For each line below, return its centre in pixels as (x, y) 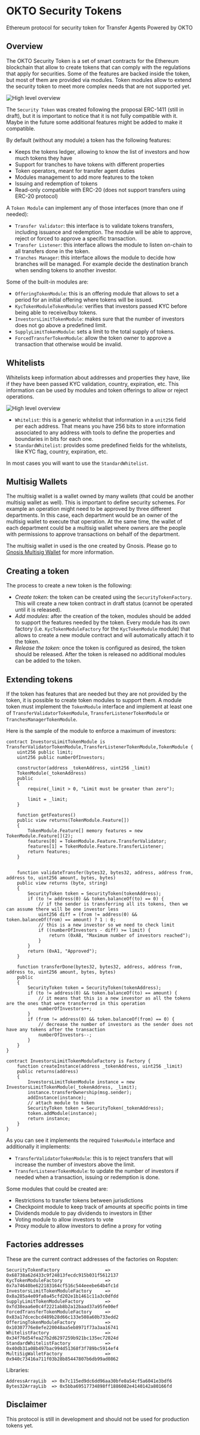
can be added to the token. (48, 661)
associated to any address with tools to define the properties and (95, 432)
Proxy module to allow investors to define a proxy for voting (88, 1226)
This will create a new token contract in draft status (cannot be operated (104, 604)
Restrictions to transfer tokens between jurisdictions (79, 1200)
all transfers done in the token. (52, 251)
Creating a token (38, 571)
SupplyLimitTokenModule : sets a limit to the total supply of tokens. (95, 331)
